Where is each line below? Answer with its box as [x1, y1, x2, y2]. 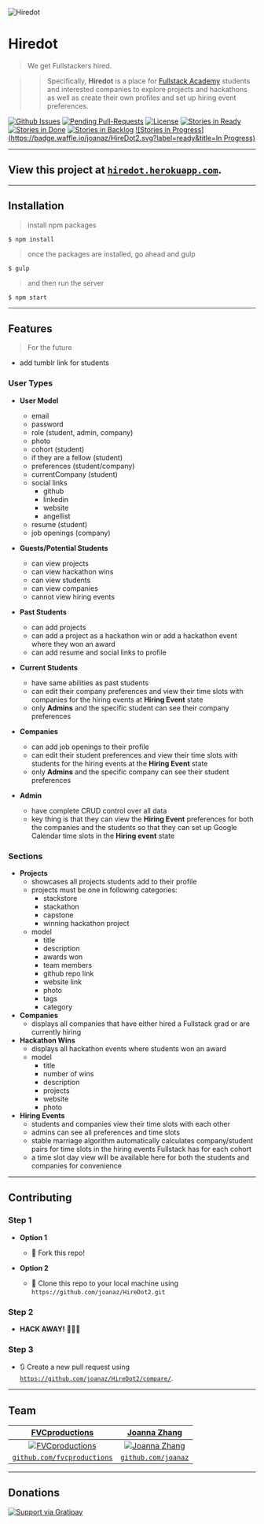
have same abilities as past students [31, 677, 149, 688]
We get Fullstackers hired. [27, 61, 112, 70]
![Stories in [135, 124, 171, 134]
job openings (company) [31, 528, 112, 537]
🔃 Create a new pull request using [19, 1362, 130, 1372]
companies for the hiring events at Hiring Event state [31, 695, 203, 704]
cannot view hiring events [31, 592, 115, 601]
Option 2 [19, 1263, 49, 1272]
